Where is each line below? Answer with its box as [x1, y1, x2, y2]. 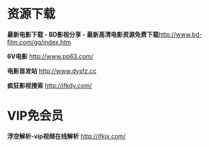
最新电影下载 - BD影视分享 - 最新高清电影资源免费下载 [7, 30, 159, 38]
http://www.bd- [158, 30, 202, 38]
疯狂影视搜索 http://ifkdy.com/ [7, 81, 93, 89]
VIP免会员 [7, 108, 64, 124]
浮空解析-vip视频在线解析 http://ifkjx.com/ [7, 132, 126, 140]
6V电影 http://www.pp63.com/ [7, 52, 94, 60]
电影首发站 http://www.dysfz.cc [7, 67, 97, 75]
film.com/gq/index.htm [7, 38, 72, 46]
